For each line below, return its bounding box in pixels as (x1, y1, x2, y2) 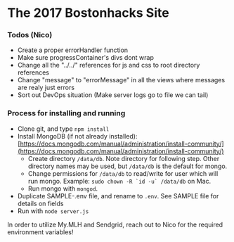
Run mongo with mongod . (27, 184, 98, 193)
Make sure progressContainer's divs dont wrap (17, 53, 155, 62)
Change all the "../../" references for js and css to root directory (17, 61, 200, 70)
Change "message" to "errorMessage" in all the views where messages (17, 76, 226, 84)
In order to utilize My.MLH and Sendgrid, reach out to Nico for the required (7, 220, 223, 229)
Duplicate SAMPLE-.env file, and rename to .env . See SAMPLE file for (17, 191, 219, 200)
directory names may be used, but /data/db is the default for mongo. (27, 162, 228, 170)
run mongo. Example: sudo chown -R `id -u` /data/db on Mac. (27, 177, 212, 185)
